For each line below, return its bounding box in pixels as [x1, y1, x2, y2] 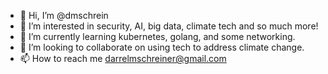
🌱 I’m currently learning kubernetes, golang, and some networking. [19, 31, 296, 42]
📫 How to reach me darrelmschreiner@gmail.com [19, 53, 227, 64]
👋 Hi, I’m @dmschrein [19, 10, 109, 21]
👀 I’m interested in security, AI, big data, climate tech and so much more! [19, 20, 319, 32]
